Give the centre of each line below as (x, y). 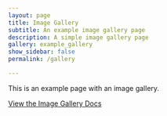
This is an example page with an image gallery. (83, 88)
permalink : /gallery (42, 60)
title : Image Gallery (44, 23)
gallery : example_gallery (50, 45)
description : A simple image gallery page (78, 37)
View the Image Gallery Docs (55, 103)
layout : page (29, 15)
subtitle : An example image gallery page (77, 30)
